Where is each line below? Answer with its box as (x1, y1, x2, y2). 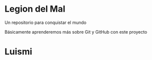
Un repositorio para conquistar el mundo (4, 20, 87, 25)
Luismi (4, 46, 32, 57)
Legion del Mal (4, 3, 66, 15)
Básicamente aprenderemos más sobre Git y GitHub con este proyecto (4, 29, 148, 35)
